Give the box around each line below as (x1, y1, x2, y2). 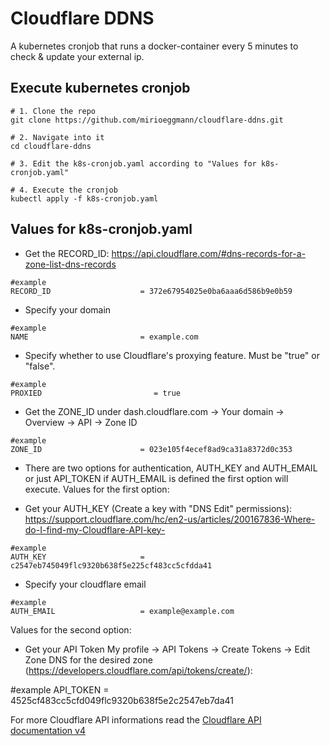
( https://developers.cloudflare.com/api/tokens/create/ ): (24, 664, 253, 676)
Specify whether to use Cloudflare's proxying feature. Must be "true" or (24, 349, 320, 361)
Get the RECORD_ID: (24, 247, 110, 259)
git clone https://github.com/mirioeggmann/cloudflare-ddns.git (10, 115, 284, 125)
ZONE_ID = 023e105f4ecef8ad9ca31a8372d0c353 (10, 444, 293, 454)
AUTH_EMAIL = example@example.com (10, 606, 235, 616)
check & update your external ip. (10, 50, 145, 62)
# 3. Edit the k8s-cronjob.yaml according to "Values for (10, 158, 257, 169)
